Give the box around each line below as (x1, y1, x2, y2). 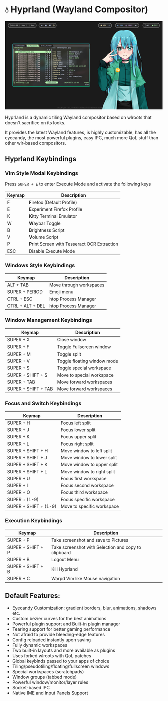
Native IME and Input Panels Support (12, 690, 88, 696)
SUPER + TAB (7, 379, 36, 385)
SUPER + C (7, 576, 30, 582)
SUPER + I (7, 482, 28, 489)
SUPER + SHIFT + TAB (7, 386, 53, 392)
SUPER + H (7, 420, 30, 426)
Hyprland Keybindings (5, 154, 76, 163)
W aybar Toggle (29, 220, 61, 226)
